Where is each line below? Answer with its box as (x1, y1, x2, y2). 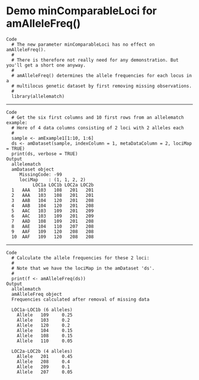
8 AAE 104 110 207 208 (11, 223, 94, 229)
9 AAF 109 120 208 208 (11, 228, 94, 235)
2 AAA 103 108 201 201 (11, 192, 94, 198)
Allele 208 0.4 (17, 359, 70, 365)
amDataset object (11, 166, 54, 173)
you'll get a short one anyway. (6, 62, 86, 68)
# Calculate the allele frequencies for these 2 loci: (11, 255, 150, 261)
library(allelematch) (11, 93, 65, 99)
